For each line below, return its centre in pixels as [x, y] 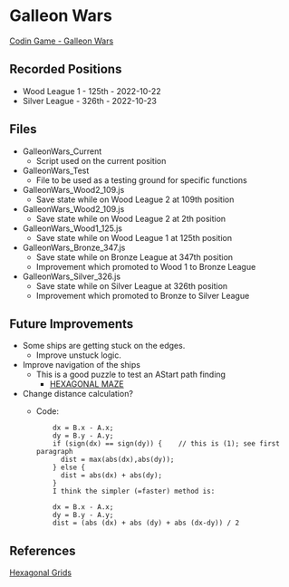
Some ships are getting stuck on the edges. [104, 346]
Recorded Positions [66, 69]
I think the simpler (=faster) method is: [134, 491]
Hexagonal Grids [41, 573]
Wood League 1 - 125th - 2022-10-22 [92, 91]
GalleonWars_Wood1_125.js [72, 228]
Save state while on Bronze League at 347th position [135, 257]
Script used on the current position [101, 160]
